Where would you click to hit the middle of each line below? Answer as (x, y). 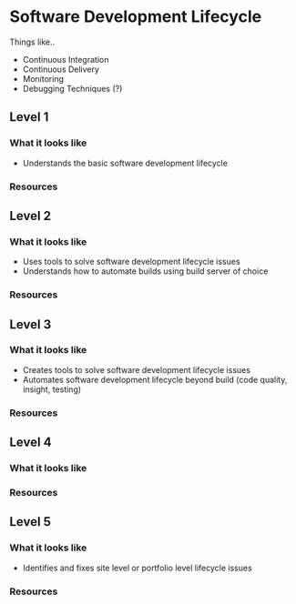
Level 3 (31, 324)
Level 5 (31, 522)
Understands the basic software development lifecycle (125, 163)
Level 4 (31, 443)
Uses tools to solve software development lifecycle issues (131, 262)
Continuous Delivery (61, 69)
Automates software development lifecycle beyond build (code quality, (155, 379)
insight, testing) (52, 389)
